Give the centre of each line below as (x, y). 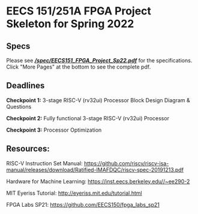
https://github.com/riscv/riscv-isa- (126, 163)
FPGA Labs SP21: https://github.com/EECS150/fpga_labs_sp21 (83, 204)
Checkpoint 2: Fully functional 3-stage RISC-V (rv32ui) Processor (88, 118)
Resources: (28, 149)
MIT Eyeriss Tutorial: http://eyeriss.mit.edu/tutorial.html (74, 193)
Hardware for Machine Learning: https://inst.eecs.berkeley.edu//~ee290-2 (98, 181)
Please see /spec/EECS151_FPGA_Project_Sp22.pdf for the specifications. (99, 60)
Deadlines (25, 86)
